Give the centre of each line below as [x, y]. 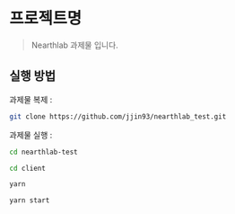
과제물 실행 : [31, 135]
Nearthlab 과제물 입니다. [74, 45]
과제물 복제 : [31, 99]
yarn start [30, 201]
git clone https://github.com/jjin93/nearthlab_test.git [118, 116]
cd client [28, 168]
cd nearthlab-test [44, 152]
